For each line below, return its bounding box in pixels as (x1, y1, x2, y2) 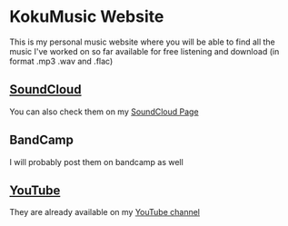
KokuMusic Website (9, 6, 164, 27)
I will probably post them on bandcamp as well (9, 156, 184, 167)
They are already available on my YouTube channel (9, 207, 200, 218)
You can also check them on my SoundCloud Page (9, 106, 199, 117)
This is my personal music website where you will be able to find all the (9, 36, 275, 47)
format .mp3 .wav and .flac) (9, 55, 114, 66)
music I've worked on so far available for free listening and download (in (9, 45, 280, 56)
